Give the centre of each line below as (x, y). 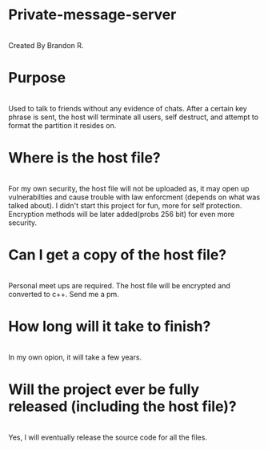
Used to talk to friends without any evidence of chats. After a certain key (128, 108)
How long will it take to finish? (110, 326)
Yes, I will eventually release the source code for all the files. (108, 437)
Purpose (37, 78)
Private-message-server (92, 15)
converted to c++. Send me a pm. (64, 294)
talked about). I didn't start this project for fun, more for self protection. (125, 205)
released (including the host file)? (123, 406)
